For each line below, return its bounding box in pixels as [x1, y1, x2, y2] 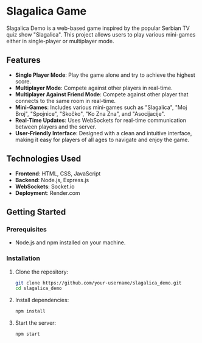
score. [15, 77, 32, 85]
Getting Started [6, 207, 66, 217]
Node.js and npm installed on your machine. [15, 239, 126, 246]
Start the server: [15, 319, 57, 327]
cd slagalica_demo [15, 285, 62, 292]
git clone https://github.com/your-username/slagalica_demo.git [15, 280, 182, 286]
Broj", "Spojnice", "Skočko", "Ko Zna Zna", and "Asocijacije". [15, 110, 165, 117]
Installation [6, 254, 41, 263]
